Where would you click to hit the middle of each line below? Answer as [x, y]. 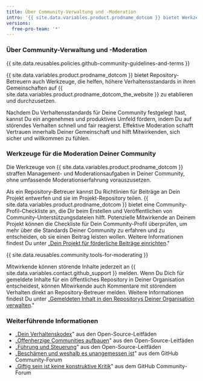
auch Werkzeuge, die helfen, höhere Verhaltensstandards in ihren [114, 81]
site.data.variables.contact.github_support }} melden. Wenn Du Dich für [95, 273]
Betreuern [19, 81]
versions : [19, 23]
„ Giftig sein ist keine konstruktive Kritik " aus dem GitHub [85, 366]
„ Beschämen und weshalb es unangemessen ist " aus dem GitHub [97, 353]
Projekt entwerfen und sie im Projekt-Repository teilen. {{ [77, 198]
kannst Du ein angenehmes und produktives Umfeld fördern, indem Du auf [99, 119]
